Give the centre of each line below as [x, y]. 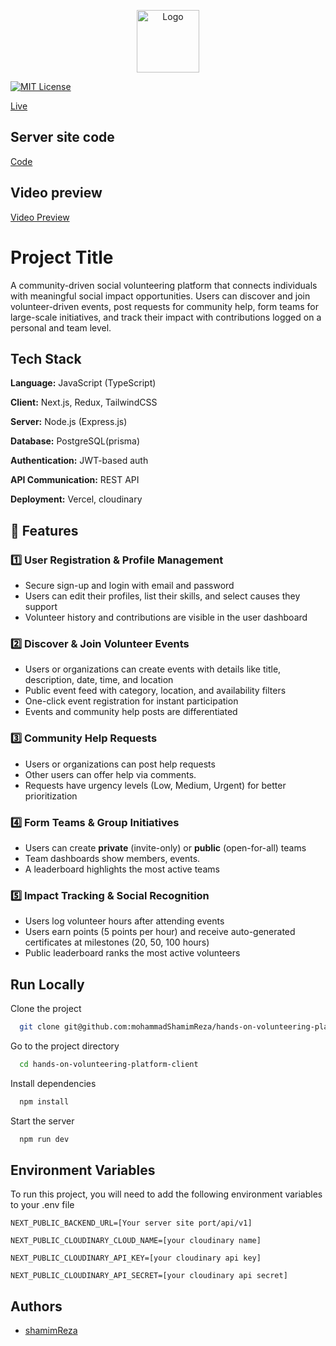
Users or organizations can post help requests [120, 764]
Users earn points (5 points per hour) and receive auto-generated [160, 932]
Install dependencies [53, 1083]
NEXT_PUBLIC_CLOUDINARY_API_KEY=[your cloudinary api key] [136, 1258]
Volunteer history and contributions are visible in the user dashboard [166, 617]
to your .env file [42, 1205]
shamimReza [51, 1331]
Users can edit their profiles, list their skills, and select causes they [162, 596]
